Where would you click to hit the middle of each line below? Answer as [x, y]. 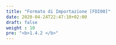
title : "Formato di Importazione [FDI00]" [58, 11]
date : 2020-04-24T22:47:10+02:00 [47, 17]
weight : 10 [20, 28]
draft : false [22, 22]
